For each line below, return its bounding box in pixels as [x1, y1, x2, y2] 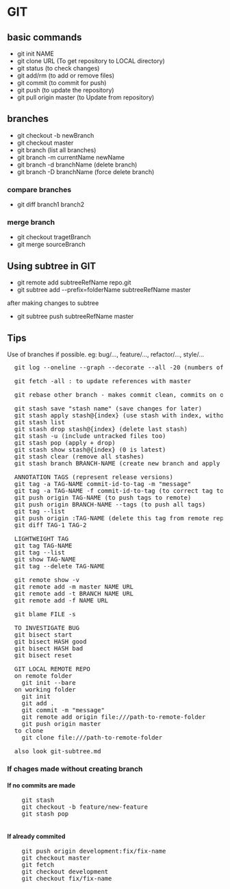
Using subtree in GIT [7, 260, 97, 271]
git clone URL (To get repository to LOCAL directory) [16, 57, 166, 65]
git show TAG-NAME [14, 556, 77, 563]
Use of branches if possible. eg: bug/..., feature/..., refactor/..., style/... [7, 350, 204, 358]
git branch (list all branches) [16, 145, 97, 154]
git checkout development [21, 868, 109, 876]
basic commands [7, 32, 82, 43]
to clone [14, 727, 44, 735]
